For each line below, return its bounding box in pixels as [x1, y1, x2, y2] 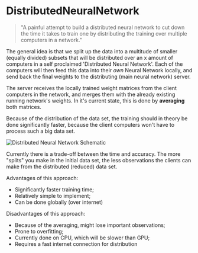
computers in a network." [20, 36, 83, 43]
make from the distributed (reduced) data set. [6, 163, 118, 170]
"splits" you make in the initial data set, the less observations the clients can [6, 156, 191, 164]
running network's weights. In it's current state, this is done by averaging [6, 97, 185, 104]
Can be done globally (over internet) [14, 198, 103, 206]
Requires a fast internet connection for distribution [14, 240, 138, 247]
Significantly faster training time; [14, 185, 95, 193]
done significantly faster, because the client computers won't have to [6, 121, 175, 128]
